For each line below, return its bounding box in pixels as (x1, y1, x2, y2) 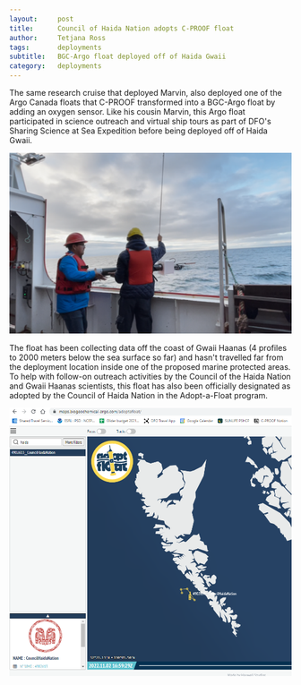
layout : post (9, 14, 74, 23)
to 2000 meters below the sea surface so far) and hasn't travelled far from (9, 352, 284, 363)
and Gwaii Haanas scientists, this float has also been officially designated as (9, 381, 291, 391)
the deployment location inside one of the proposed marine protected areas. (9, 361, 291, 372)
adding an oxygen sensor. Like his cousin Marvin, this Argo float (9, 107, 246, 116)
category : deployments (9, 62, 102, 71)
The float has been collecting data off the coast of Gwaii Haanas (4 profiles (9, 342, 288, 353)
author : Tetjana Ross (9, 33, 106, 42)
